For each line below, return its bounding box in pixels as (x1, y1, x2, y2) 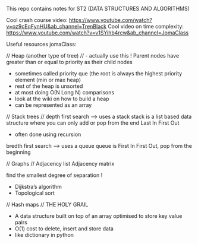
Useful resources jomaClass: (6, 41, 77, 47)
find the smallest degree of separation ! (6, 172, 103, 179)
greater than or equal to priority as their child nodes (6, 59, 133, 65)
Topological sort (14, 189, 55, 197)
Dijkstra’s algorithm (14, 183, 62, 190)
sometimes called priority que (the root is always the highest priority (14, 70, 183, 77)
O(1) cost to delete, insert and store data (14, 225, 114, 232)
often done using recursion (14, 131, 81, 138)
